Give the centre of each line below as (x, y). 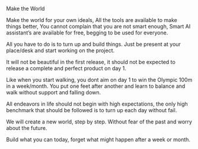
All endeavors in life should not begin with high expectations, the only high (97, 104)
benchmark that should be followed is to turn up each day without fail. (92, 110)
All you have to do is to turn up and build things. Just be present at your (93, 44)
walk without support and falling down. (54, 92)
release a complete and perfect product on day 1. (66, 68)
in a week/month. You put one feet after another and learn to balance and (96, 86)
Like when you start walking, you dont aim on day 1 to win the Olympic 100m (99, 80)
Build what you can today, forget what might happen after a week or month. (98, 140)
